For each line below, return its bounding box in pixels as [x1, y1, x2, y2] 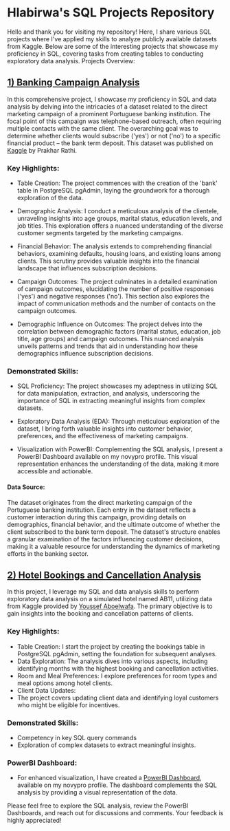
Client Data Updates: [16, 686, 76, 694]
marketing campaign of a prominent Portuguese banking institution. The [7, 109, 211, 118]
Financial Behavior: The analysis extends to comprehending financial [16, 242, 212, 250]
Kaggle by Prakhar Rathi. [7, 146, 78, 154]
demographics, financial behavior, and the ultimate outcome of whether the [7, 520, 220, 528]
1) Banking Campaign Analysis [7, 77, 140, 89]
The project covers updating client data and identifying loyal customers [16, 693, 219, 702]
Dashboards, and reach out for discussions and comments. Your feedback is [7, 809, 224, 817]
